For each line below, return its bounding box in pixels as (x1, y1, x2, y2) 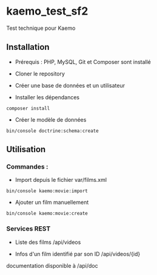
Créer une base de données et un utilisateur (15, 82, 125, 89)
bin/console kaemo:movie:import (6, 188, 88, 194)
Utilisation (6, 144, 46, 155)
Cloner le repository (15, 70, 65, 77)
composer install (6, 105, 50, 111)
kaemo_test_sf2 (6, 4, 89, 18)
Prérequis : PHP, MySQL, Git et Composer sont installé (15, 58, 152, 65)
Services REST (6, 225, 51, 233)
